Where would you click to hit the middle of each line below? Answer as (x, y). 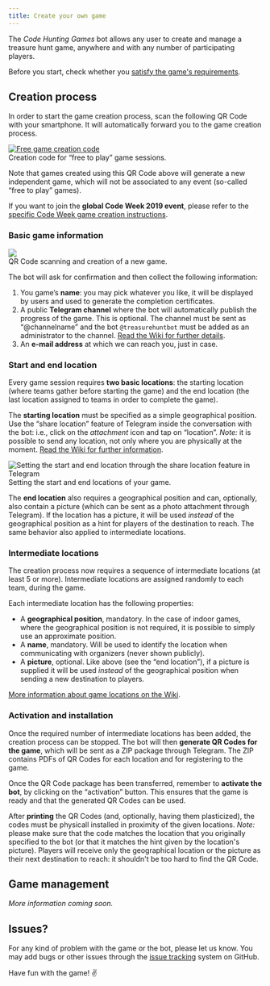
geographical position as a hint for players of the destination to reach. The (131, 524)
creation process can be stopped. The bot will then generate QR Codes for (133, 742)
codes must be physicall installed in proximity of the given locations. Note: (132, 825)
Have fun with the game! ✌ (53, 973)
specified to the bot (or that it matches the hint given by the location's (124, 842)
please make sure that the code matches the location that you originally (127, 833)
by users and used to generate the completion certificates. (117, 301)
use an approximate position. (68, 636)
